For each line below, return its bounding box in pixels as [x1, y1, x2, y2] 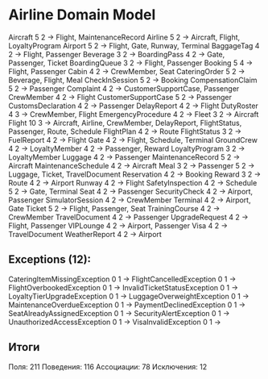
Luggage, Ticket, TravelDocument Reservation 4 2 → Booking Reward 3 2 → [8, 169, 262, 179]
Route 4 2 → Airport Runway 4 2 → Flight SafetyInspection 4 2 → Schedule [8, 177, 258, 187]
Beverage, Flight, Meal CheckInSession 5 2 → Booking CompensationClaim [8, 75, 258, 85]
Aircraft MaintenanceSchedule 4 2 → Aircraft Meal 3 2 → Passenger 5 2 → [8, 160, 255, 170]
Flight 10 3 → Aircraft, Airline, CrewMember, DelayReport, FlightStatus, [8, 118, 242, 127]
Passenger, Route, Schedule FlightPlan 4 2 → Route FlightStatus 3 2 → [8, 127, 242, 136]
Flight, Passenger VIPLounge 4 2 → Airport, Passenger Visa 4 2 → [8, 220, 228, 231]
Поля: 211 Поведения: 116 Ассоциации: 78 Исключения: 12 [8, 361, 208, 372]
